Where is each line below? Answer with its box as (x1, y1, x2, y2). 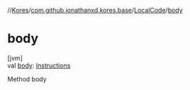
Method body (7, 75, 47, 83)
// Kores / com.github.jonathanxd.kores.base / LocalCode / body (7, 6, 183, 14)
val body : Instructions (7, 61, 71, 70)
